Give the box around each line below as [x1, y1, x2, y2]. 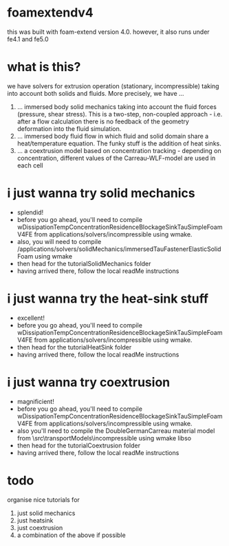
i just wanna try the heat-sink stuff [7, 291, 208, 306]
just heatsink [17, 516, 54, 525]
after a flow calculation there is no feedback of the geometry [17, 117, 189, 125]
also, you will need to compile [17, 237, 102, 245]
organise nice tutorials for [7, 495, 80, 504]
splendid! [17, 208, 44, 216]
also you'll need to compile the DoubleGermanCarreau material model [17, 426, 215, 435]
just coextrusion [17, 523, 63, 532]
